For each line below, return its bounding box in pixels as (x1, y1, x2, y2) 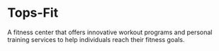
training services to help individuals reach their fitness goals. (7, 35, 185, 43)
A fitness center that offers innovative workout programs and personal (7, 28, 213, 36)
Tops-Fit (7, 5, 59, 21)
